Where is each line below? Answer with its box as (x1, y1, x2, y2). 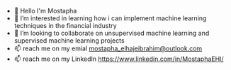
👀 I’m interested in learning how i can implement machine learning (13, 14, 207, 22)
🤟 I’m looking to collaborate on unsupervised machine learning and (13, 29, 210, 37)
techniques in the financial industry (13, 22, 117, 29)
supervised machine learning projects (13, 36, 125, 45)
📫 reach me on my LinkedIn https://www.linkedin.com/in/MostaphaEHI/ (13, 55, 225, 63)
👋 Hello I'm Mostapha (13, 7, 77, 15)
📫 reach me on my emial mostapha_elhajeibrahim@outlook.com (13, 44, 203, 52)
